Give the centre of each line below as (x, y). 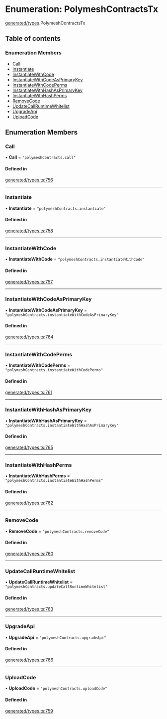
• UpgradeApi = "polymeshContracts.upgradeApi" (56, 637)
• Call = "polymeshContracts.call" (41, 157)
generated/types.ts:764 (29, 337)
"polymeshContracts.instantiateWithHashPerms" (54, 481)
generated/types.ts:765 (29, 447)
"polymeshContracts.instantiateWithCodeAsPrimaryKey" (62, 315)
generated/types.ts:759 (29, 711)
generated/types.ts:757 (29, 282)
